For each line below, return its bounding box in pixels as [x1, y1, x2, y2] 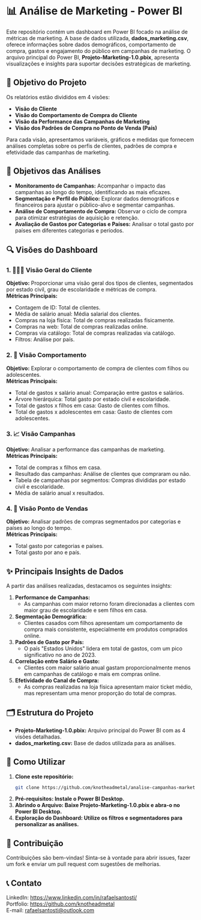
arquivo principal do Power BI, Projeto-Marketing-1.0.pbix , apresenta [6, 53, 179, 61]
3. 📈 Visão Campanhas [6, 430, 76, 438]
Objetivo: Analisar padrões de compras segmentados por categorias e [6, 518, 181, 525]
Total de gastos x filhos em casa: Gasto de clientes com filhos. [14, 401, 170, 409]
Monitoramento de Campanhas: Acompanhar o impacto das [14, 182, 166, 189]
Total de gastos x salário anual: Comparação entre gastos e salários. [14, 389, 184, 396]
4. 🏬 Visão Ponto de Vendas [6, 504, 88, 513]
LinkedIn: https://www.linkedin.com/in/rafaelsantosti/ [6, 894, 137, 901]
